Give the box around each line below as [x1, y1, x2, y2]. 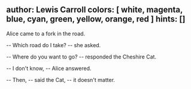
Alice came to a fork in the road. [6, 30, 86, 37]
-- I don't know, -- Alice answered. [6, 65, 92, 72]
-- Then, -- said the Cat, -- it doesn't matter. [6, 76, 116, 83]
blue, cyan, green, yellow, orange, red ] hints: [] [6, 14, 186, 24]
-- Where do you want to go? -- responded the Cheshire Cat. [6, 53, 157, 60]
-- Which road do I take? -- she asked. [6, 41, 101, 48]
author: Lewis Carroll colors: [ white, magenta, [6, 5, 183, 15]
